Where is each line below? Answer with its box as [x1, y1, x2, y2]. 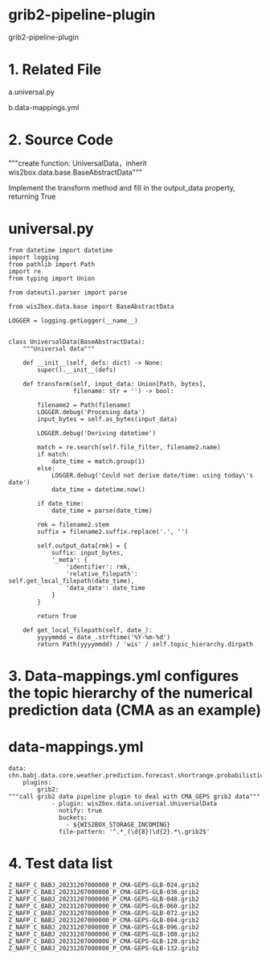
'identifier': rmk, [65, 563, 131, 571]
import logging [8, 253, 59, 261]
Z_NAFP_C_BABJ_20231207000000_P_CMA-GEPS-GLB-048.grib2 [8, 895, 199, 903]
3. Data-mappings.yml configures [8, 667, 239, 685]
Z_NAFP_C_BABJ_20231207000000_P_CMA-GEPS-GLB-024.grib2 [8, 880, 199, 889]
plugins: [22, 778, 52, 786]
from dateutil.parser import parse [8, 288, 128, 297]
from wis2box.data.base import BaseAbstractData [8, 302, 174, 310]
